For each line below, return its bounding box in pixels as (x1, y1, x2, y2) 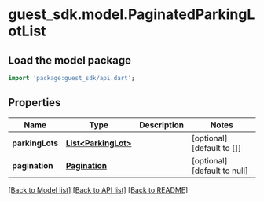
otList (8, 22, 46, 40)
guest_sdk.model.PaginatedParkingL (8, 6, 255, 24)
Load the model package (8, 53, 132, 67)
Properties (8, 96, 61, 109)
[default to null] (191, 165, 249, 176)
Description (139, 119, 185, 130)
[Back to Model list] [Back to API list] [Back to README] (8, 185, 189, 194)
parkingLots (12, 138, 59, 149)
